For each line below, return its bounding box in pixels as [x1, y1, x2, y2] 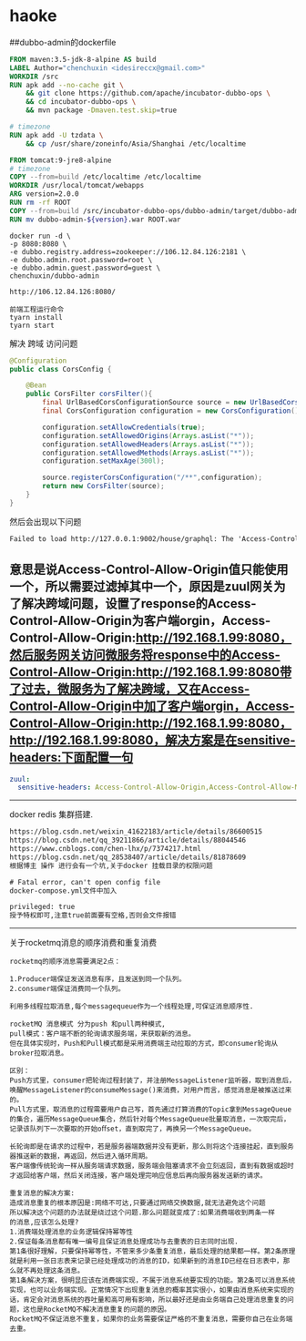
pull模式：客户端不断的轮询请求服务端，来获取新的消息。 [9, 1029, 196, 1039]
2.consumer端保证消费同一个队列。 [9, 985, 126, 994]
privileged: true [9, 903, 76, 912]
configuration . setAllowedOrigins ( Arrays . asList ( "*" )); [42, 431, 255, 440]
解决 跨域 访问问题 [9, 338, 78, 349]
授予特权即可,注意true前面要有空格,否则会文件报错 [9, 911, 177, 920]
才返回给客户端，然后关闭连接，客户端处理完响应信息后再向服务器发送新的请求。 [9, 1172, 267, 1181]
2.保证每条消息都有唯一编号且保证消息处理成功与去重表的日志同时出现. [9, 1237, 239, 1246]
